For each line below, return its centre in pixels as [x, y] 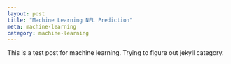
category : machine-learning [48, 33]
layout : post [26, 14]
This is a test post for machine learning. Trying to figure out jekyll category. [115, 53]
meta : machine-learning [42, 26]
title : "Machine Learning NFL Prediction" [70, 20]
